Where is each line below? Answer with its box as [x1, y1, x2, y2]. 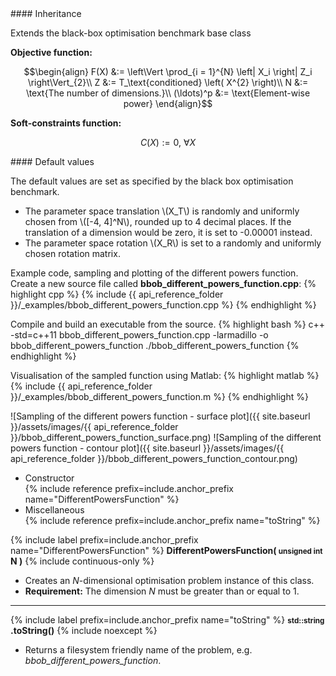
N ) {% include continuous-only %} [10, 555, 155, 567]
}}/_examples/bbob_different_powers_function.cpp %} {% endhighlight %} [10, 299, 317, 311]
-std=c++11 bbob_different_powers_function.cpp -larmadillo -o [10, 329, 269, 341]
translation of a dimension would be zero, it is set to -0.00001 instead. [24, 227, 313, 238]
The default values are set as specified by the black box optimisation [10, 175, 294, 187]
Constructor [24, 472, 75, 484]
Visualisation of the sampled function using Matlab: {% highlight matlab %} [10, 370, 320, 381]
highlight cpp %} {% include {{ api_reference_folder [10, 288, 224, 300]
